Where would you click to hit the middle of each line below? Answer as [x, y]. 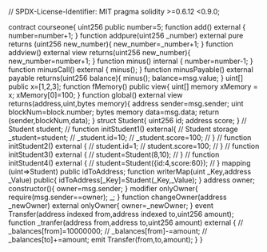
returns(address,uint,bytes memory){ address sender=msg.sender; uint [126, 104]
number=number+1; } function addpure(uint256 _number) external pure [126, 36]
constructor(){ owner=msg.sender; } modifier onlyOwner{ [103, 188]
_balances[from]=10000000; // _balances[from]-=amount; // [108, 231]
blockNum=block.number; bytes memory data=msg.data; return [114, 112]
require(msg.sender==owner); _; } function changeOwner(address [118, 197]
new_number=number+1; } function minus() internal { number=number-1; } [131, 61]
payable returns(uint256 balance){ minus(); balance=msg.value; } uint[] [126, 78]
